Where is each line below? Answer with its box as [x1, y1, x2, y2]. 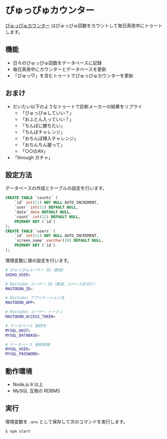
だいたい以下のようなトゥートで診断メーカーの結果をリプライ [12, 103, 143, 110]
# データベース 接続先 [5, 323, 46, 328]
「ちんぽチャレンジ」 [20, 128, 65, 135]
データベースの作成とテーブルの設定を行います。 [5, 185, 107, 191]
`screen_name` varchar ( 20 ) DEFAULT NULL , [14, 238, 103, 243]
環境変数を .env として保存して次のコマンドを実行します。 [5, 419, 128, 425]
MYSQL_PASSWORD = [5, 351, 40, 357]
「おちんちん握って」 [20, 141, 65, 148]
